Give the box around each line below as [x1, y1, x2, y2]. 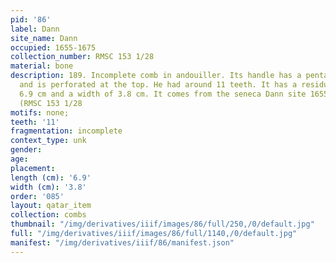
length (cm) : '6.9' [10, 172, 92, 183]
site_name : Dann [10, 33, 78, 43]
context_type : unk [10, 136, 87, 146]
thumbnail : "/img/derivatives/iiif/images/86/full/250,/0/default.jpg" [10, 219, 315, 230]
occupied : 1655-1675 [10, 42, 97, 53]
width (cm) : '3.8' [10, 182, 87, 192]
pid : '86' [10, 14, 52, 25]
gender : [10, 145, 43, 155]
